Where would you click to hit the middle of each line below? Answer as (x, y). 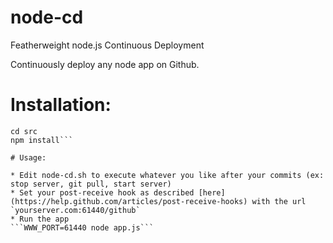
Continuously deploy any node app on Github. (105, 64)
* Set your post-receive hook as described (102, 192)
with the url (279, 201)
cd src (24, 131)
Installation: (61, 105)
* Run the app (40, 219)
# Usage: (28, 157)
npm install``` (42, 140)
